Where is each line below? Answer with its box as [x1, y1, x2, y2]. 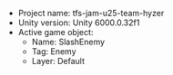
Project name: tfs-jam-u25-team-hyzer [17, 8, 165, 18]
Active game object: [17, 27, 94, 37]
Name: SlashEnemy [31, 36, 106, 47]
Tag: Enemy [31, 46, 76, 57]
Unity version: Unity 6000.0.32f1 [17, 17, 140, 28]
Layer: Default [31, 56, 85, 66]
